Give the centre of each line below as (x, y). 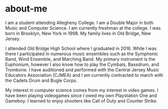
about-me (26, 9)
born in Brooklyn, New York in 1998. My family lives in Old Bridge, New (78, 33)
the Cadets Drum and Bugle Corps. (41, 80)
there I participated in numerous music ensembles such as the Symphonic (82, 54)
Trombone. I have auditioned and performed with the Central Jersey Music (82, 70)
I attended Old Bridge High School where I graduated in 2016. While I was (81, 48)
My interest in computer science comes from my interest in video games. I (82, 90)
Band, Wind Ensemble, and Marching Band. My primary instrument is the (80, 59)
